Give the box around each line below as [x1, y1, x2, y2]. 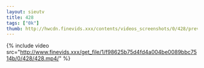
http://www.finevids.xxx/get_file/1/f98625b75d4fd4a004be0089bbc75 [20, 49, 197, 56]
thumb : [6, 25, 23, 32]
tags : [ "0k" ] [6, 20, 39, 26]
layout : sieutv [6, 8, 45, 15]
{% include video [6, 42, 50, 49]
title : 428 [6, 14, 34, 20]
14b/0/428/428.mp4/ [6, 55, 59, 62]
